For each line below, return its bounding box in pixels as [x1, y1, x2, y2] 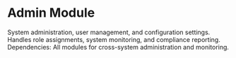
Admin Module [7, 5, 95, 21]
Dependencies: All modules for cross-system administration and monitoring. [7, 43, 230, 51]
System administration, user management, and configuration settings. [7, 28, 211, 36]
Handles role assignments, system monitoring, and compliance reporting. [7, 35, 220, 43]
